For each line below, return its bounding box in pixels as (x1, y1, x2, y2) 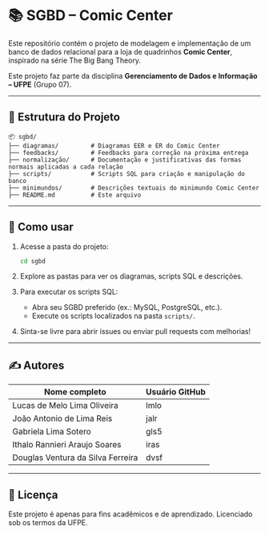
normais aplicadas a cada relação (8, 162, 124, 171)
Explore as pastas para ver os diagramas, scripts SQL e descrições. (19, 271, 243, 281)
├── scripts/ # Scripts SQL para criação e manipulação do (8, 169, 246, 177)
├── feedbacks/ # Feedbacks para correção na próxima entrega (8, 149, 249, 157)
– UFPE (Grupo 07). (8, 79, 72, 89)
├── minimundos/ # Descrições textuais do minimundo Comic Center (8, 184, 260, 192)
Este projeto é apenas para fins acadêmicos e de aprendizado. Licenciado (8, 509, 253, 519)
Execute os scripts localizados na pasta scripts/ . (31, 311, 195, 321)
